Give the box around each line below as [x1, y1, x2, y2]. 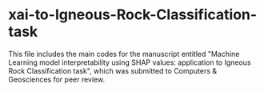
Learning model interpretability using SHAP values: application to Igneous [8, 58, 251, 67]
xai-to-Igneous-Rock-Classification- [8, 6, 258, 24]
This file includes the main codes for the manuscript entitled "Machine [8, 49, 240, 58]
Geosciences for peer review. [8, 74, 106, 84]
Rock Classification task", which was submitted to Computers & [8, 66, 218, 75]
